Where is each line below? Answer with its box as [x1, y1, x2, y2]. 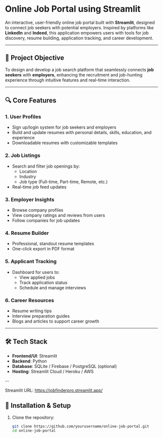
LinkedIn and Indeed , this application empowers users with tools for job [5, 30, 149, 36]
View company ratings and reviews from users [12, 212, 105, 218]
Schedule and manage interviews [19, 285, 86, 290]
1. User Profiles [5, 114, 41, 120]
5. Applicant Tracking [5, 258, 57, 265]
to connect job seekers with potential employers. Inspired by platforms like [5, 24, 154, 30]
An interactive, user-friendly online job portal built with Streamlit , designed [5, 19, 155, 25]
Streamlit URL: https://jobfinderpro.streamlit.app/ [5, 387, 103, 393]
